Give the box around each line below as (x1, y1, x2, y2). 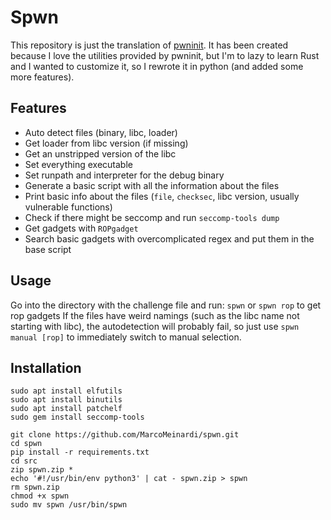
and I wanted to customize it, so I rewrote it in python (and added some (10, 60, 304, 72)
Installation (10, 359, 82, 376)
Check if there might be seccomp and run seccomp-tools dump (24, 211, 280, 223)
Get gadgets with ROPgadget (24, 222, 139, 234)
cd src (10, 456, 38, 466)
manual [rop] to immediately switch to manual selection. (10, 331, 242, 343)
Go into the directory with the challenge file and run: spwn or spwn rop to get (10, 299, 322, 311)
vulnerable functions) (24, 201, 113, 213)
